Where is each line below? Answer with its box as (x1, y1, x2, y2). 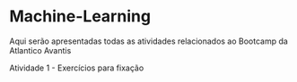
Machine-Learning (9, 6, 151, 27)
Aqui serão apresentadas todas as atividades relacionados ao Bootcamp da (9, 36, 289, 46)
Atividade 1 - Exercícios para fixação (9, 62, 144, 73)
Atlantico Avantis (9, 45, 72, 55)
